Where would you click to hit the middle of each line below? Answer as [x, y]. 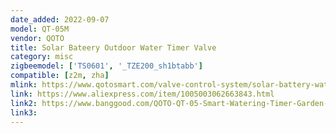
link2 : [24, 103]
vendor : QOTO [37, 38]
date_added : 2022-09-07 [60, 19]
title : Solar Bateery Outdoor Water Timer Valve [113, 47]
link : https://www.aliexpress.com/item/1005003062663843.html [142, 94]
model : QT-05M [40, 29]
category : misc [42, 57]
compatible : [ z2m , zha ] [60, 76]
